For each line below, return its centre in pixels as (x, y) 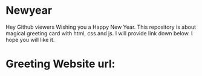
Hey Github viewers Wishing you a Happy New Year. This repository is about (101, 27)
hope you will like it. (30, 39)
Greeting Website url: (60, 64)
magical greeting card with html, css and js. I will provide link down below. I (99, 33)
